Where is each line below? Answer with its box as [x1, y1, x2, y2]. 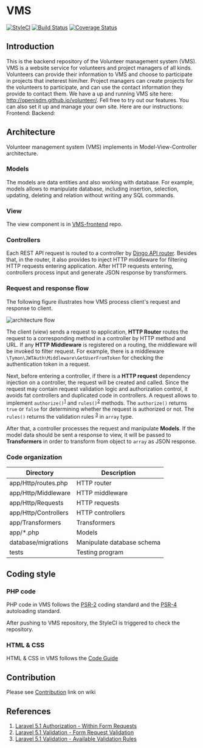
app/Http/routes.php [9, 479, 68, 488]
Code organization [6, 453, 63, 461]
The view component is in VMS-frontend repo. [6, 220, 123, 228]
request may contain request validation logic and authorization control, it [6, 385, 188, 393]
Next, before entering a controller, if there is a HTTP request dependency [6, 372, 190, 379]
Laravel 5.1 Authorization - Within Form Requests [15, 722, 137, 729]
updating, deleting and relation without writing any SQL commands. [6, 191, 175, 198]
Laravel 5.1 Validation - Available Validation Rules [15, 735, 137, 743]
